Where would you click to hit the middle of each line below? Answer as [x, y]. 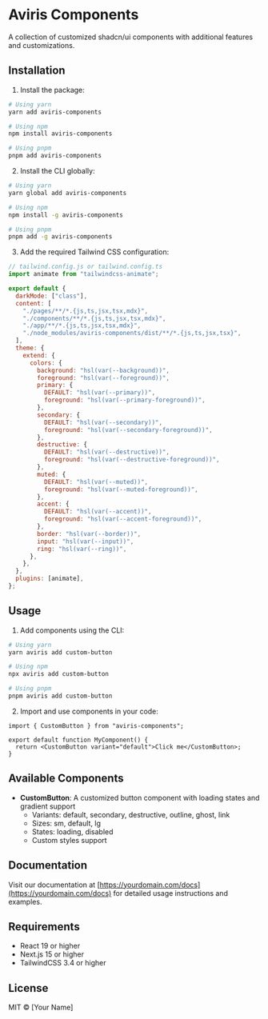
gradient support [48, 806]
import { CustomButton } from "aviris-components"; [96, 725]
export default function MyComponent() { [78, 740]
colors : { [46, 363]
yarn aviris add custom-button [60, 652]
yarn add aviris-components [55, 112]
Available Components [66, 779]
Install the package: [52, 90]
